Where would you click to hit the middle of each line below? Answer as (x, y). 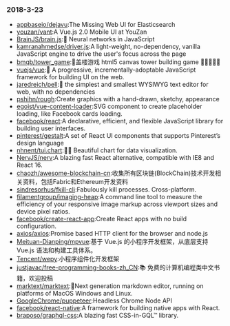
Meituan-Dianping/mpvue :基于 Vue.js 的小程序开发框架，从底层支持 (112, 242)
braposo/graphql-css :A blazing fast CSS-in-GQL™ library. (97, 316)
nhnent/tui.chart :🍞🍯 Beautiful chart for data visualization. (97, 150)
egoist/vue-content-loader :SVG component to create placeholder (109, 106)
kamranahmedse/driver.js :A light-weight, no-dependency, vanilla (108, 47)
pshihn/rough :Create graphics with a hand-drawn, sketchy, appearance (118, 99)
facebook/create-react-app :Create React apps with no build (102, 219)
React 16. (29, 165)
